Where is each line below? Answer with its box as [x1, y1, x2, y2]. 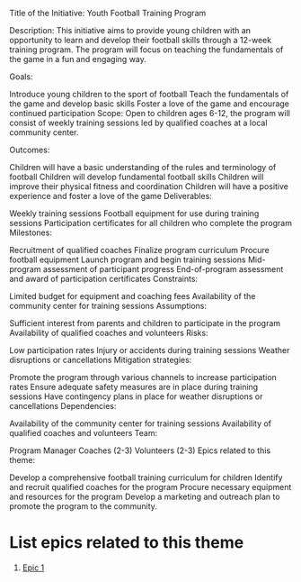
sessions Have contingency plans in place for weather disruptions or [9, 391, 263, 402]
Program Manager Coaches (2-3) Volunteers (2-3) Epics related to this [9, 445, 271, 456]
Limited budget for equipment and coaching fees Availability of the [9, 291, 256, 301]
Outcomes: [9, 144, 50, 155]
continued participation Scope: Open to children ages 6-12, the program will [9, 108, 290, 118]
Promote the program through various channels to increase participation [9, 372, 277, 382]
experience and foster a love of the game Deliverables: [9, 191, 213, 201]
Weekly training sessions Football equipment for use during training [9, 208, 260, 219]
